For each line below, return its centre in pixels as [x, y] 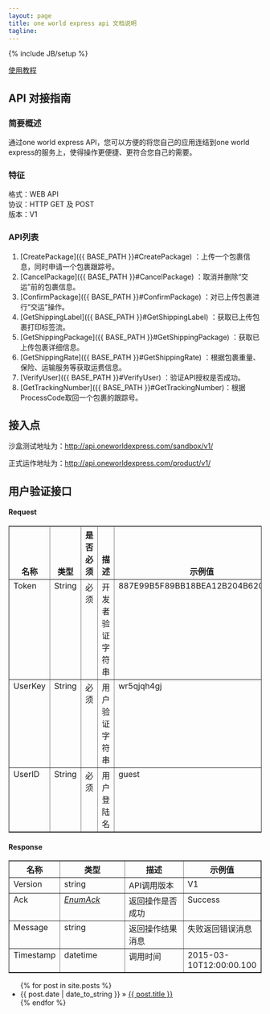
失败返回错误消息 [220, 929]
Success [204, 900]
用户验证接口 [40, 491]
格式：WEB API [33, 194]
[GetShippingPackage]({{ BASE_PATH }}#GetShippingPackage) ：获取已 [140, 337]
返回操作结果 [153, 929]
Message [31, 928]
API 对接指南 [40, 98]
